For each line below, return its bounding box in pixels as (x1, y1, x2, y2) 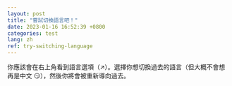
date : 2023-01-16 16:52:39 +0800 (7, 23, 106, 30)
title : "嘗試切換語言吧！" (7, 17, 78, 24)
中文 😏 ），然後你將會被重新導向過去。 (19, 71, 130, 80)
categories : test (7, 29, 59, 37)
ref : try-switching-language (7, 43, 93, 50)
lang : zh (7, 36, 33, 43)
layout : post (7, 10, 46, 17)
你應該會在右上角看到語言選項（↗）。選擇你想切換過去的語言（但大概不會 (7, 63, 219, 71)
